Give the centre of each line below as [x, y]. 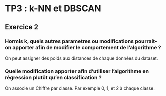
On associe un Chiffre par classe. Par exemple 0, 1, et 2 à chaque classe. [80, 88]
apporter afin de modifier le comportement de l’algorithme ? [87, 47]
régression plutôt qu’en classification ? [53, 77]
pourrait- [146, 41]
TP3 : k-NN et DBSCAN [53, 9]
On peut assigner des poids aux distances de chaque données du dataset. [82, 58]
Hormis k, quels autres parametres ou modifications [69, 41]
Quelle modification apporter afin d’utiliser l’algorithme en [77, 71]
